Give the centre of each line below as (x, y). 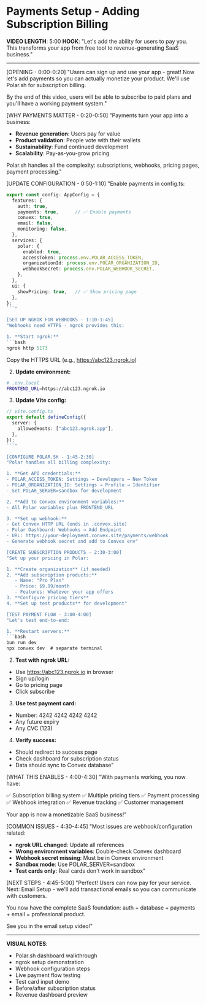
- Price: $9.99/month (42, 586)
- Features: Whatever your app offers (64, 592)
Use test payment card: (46, 703)
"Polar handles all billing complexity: (59, 462)
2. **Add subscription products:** (52, 575)
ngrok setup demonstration (50, 962)
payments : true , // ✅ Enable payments (74, 212)
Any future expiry (37, 722)
